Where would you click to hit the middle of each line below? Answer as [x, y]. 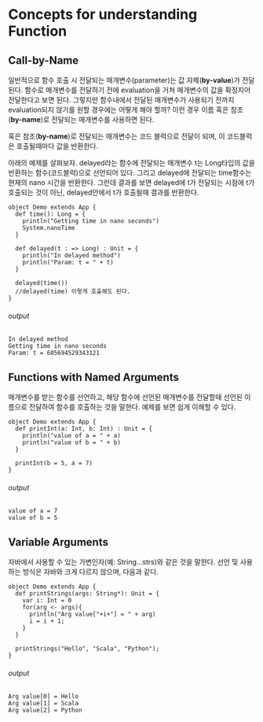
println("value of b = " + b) [72, 442]
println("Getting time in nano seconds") [91, 221]
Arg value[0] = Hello [44, 697]
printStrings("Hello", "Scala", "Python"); [87, 649]
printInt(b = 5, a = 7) [54, 463]
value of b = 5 [33, 518]
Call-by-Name [44, 60]
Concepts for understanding [103, 15]
